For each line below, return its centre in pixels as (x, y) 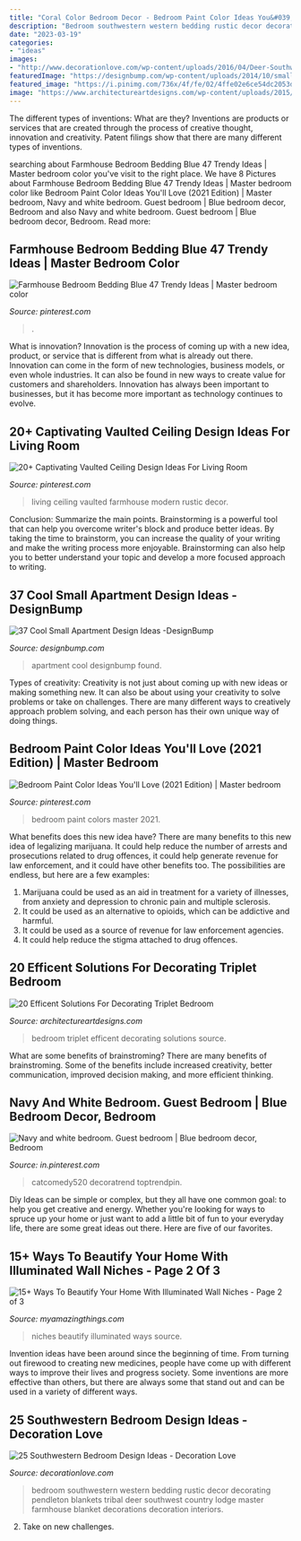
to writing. (28, 567)
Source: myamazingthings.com (67, 1319)
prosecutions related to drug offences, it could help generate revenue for (144, 856)
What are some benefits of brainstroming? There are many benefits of (138, 1055)
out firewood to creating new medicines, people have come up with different (150, 1364)
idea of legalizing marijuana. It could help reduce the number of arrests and (149, 846)
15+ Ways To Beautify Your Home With (119, 1257)
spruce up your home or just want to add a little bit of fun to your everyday (146, 1218)
